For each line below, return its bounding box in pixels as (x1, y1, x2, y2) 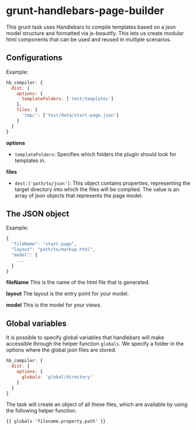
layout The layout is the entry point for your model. (6, 290, 129, 297)
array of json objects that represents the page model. (14, 192, 143, 199)
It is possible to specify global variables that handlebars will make (6, 334, 164, 341)
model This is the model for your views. (6, 301, 102, 308)
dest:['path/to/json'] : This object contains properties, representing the (14, 180, 191, 187)
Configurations (6, 53, 63, 63)
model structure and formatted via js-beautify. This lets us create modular (6, 29, 184, 36)
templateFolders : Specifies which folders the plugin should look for (14, 150, 177, 157)
